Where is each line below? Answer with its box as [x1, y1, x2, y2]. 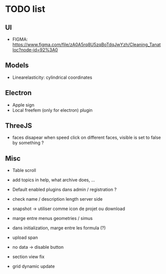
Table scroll [12, 167, 36, 173]
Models [5, 61, 29, 70]
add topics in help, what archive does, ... [12, 177, 95, 183]
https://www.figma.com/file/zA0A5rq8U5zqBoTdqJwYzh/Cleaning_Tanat [12, 42, 161, 48]
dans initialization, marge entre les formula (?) [12, 225, 106, 231]
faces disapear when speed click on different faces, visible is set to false [12, 135, 161, 141]
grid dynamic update [12, 264, 55, 270]
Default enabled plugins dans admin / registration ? [12, 187, 117, 193]
